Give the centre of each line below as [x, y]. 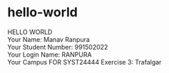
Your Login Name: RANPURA [50, 55]
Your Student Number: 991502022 [58, 47]
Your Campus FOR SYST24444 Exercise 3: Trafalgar [84, 62]
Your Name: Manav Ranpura [49, 39]
